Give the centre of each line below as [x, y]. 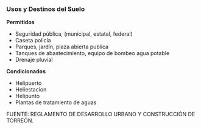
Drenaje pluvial [34, 60]
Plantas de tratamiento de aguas [56, 102]
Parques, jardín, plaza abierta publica [62, 47]
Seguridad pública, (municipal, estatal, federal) [74, 34]
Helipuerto [28, 83]
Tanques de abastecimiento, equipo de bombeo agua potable [92, 53]
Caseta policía [33, 41]
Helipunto [27, 96]
